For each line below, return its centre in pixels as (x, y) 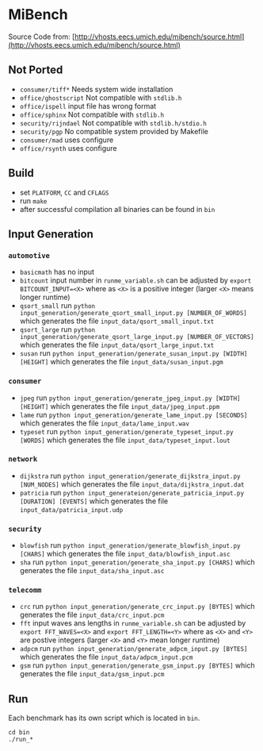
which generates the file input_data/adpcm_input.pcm (106, 657)
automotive (29, 255)
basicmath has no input (57, 272)
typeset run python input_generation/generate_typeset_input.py (126, 431)
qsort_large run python (57, 329)
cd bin (19, 733)
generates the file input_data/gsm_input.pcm (92, 674)
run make (33, 201)
